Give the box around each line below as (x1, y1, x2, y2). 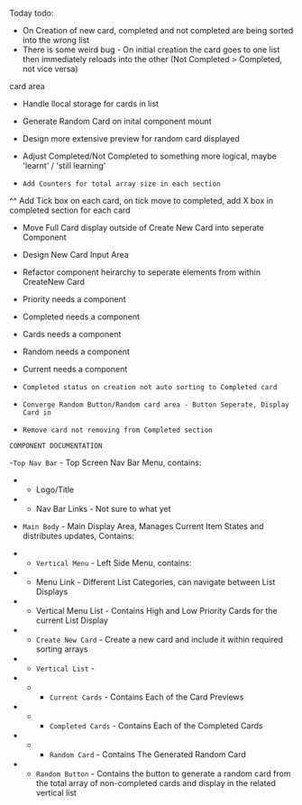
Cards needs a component (22, 329, 122, 339)
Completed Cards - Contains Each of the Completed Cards (49, 720, 263, 731)
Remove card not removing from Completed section (22, 425, 214, 435)
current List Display (35, 615, 108, 626)
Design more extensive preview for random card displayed (22, 133, 241, 143)
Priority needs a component (22, 294, 126, 305)
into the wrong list (22, 35, 90, 45)
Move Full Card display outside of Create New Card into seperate (22, 223, 264, 233)
